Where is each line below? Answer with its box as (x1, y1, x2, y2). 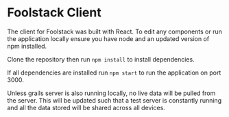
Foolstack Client (7, 5, 101, 21)
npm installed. (7, 42, 47, 50)
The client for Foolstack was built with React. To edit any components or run (7, 27, 223, 36)
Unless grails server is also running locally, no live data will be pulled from (7, 89, 216, 97)
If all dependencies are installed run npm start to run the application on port (7, 68, 221, 77)
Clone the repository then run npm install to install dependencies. (7, 55, 195, 63)
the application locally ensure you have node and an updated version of (7, 34, 210, 42)
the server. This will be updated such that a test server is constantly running (7, 96, 221, 104)
